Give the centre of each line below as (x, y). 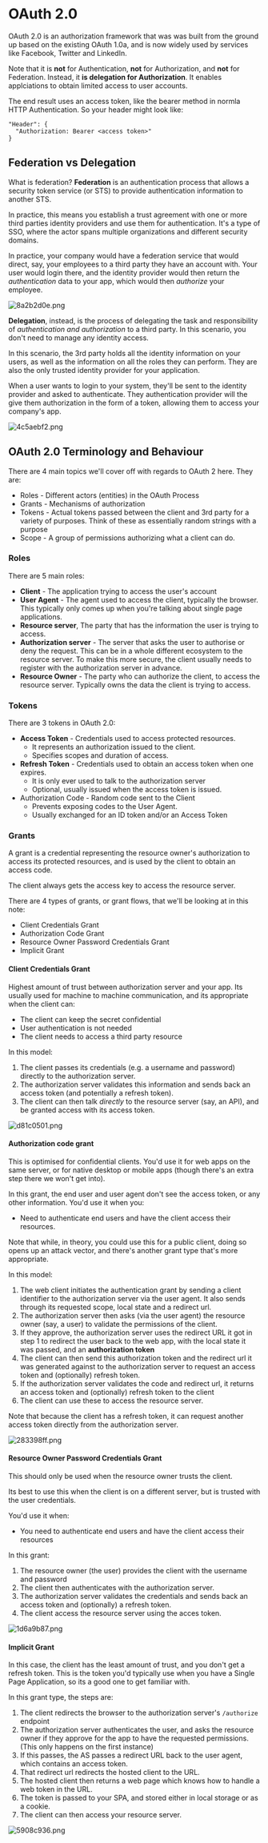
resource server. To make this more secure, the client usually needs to (136, 659)
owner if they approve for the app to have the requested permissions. (134, 1738)
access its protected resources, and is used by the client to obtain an (122, 862)
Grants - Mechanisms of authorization (82, 503)
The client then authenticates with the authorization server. (117, 1588)
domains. (24, 240)
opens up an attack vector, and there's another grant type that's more (123, 1250)
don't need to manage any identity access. (79, 338)
